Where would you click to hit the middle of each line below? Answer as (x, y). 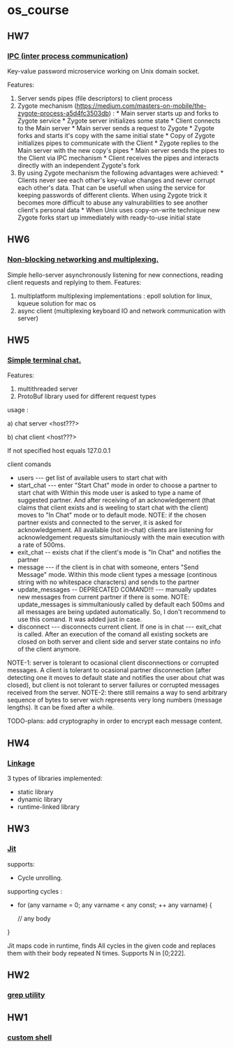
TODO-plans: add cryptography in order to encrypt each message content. (115, 721)
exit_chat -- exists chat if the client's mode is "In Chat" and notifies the (119, 552)
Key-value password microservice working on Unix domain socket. (103, 71)
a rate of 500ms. (41, 545)
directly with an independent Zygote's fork (79, 165)
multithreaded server (47, 389)
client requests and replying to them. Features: (74, 282)
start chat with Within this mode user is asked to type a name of (109, 493)
